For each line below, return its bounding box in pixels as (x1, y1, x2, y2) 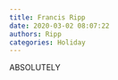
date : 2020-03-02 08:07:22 (9, 21, 110, 30)
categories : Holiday (9, 37, 87, 47)
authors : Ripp (9, 29, 63, 38)
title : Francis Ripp (9, 12, 87, 22)
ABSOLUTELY (9, 62, 61, 73)
